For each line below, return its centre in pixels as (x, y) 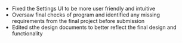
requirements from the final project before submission (78, 21)
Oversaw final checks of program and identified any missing (86, 15)
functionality (27, 34)
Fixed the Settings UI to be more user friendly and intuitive (84, 9)
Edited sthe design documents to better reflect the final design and (94, 27)
